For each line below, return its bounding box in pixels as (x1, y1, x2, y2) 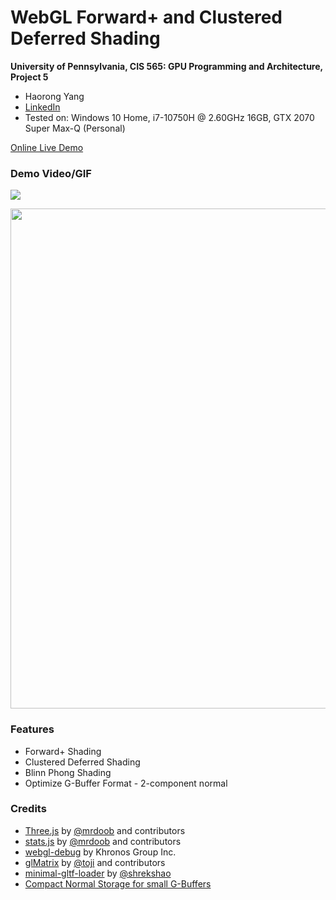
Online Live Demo (10, 141, 84, 153)
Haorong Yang (24, 90, 85, 102)
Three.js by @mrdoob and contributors (24, 824, 186, 836)
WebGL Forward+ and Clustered (10, 6, 283, 29)
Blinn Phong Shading (24, 766, 112, 778)
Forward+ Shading (24, 745, 102, 757)
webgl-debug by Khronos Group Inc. (24, 846, 177, 858)
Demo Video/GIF (10, 166, 92, 180)
